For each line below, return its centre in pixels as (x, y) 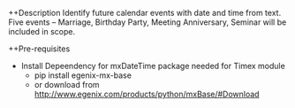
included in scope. (42, 31)
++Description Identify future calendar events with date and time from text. (145, 13)
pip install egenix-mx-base (83, 75)
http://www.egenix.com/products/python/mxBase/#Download (147, 94)
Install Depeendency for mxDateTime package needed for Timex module (153, 66)
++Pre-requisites (39, 49)
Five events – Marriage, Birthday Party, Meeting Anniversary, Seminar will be (147, 22)
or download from (67, 85)
